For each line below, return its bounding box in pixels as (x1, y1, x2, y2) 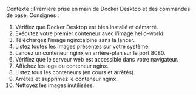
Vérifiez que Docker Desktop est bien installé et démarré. (15, 24, 158, 30)
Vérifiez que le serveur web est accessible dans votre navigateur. (15, 56, 179, 63)
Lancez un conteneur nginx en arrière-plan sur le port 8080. (15, 49, 166, 57)
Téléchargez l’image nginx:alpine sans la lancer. (15, 37, 135, 43)
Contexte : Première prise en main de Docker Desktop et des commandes (6, 5, 191, 12)
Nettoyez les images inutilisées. (15, 82, 95, 89)
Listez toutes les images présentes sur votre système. (15, 43, 150, 50)
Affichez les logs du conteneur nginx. (15, 62, 109, 69)
